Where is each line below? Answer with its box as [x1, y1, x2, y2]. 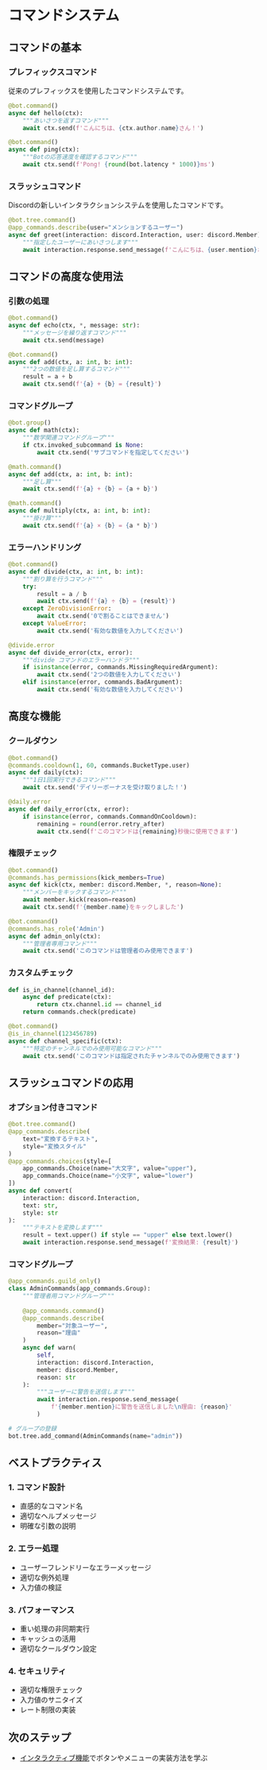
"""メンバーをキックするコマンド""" [22, 889, 127, 897]
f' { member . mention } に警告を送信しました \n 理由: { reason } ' [50, 1403, 233, 1411]
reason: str [37, 1373, 77, 1381]
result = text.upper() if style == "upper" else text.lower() [22, 1231, 233, 1239]
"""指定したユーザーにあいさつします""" [22, 238, 139, 246]
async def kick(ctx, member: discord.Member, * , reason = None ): [8, 881, 222, 889]
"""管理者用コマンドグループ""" [22, 1292, 115, 1300]
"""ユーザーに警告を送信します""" [37, 1388, 135, 1396]
